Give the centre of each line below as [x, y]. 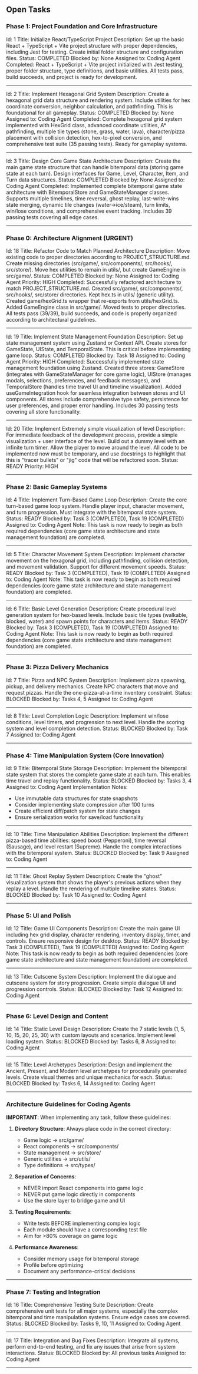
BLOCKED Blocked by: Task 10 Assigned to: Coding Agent [76, 894]
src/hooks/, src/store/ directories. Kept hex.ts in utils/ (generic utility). [90, 295]
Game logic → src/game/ [54, 1140]
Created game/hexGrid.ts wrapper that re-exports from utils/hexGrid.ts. [93, 300]
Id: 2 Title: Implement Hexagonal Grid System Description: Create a [88, 94]
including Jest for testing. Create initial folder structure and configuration [95, 52]
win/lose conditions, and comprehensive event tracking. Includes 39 [89, 211]
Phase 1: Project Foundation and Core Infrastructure [82, 27]
